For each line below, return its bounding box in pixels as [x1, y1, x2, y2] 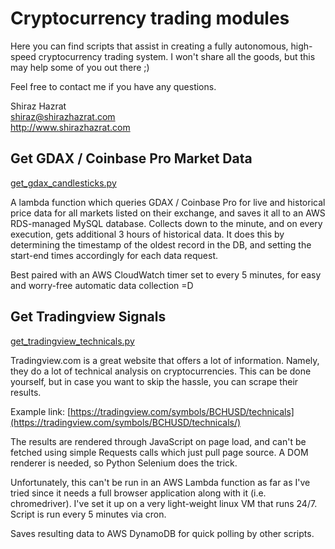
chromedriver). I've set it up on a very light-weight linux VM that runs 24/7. [10, 497, 318, 509]
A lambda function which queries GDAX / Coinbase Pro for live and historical [10, 196, 326, 208]
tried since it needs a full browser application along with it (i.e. [10, 487, 267, 499]
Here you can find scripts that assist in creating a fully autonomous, [10, 40, 289, 52]
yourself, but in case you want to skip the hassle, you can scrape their [10, 375, 299, 387]
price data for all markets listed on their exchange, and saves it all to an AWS [10, 207, 326, 219]
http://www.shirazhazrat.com [10, 121, 131, 133]
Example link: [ [10, 405, 72, 417]
